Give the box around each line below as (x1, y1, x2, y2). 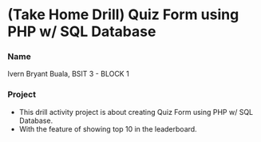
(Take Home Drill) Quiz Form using (7, 6, 239, 24)
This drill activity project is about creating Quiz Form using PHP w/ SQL (18, 107, 254, 116)
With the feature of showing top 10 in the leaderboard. (18, 124, 197, 133)
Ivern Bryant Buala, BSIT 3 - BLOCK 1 (7, 69, 129, 79)
